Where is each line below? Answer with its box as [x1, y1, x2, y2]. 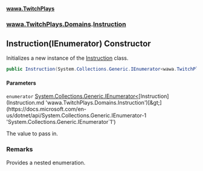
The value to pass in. [6, 130, 59, 137]
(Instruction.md [6, 99, 45, 106]
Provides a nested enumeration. [6, 159, 86, 166]
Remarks [6, 145, 33, 153]
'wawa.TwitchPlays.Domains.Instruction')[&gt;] [45, 99, 162, 106]
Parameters [6, 79, 36, 86]
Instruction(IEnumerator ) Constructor [6, 38, 151, 48]
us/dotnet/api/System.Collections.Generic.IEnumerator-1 [6, 112, 147, 119]
